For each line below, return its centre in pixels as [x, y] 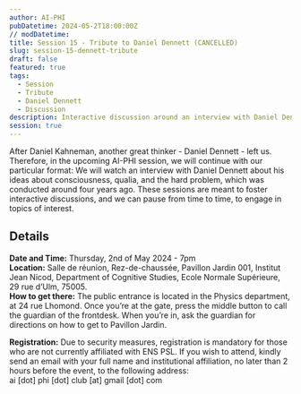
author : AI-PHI [38, 17]
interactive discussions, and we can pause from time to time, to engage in [146, 199]
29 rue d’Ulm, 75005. [48, 287]
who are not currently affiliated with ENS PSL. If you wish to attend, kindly [145, 351]
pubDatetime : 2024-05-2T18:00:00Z [74, 26]
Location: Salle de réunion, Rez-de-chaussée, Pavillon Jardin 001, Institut [145, 267]
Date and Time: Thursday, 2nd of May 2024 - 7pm [103, 258]
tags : [19, 76]
